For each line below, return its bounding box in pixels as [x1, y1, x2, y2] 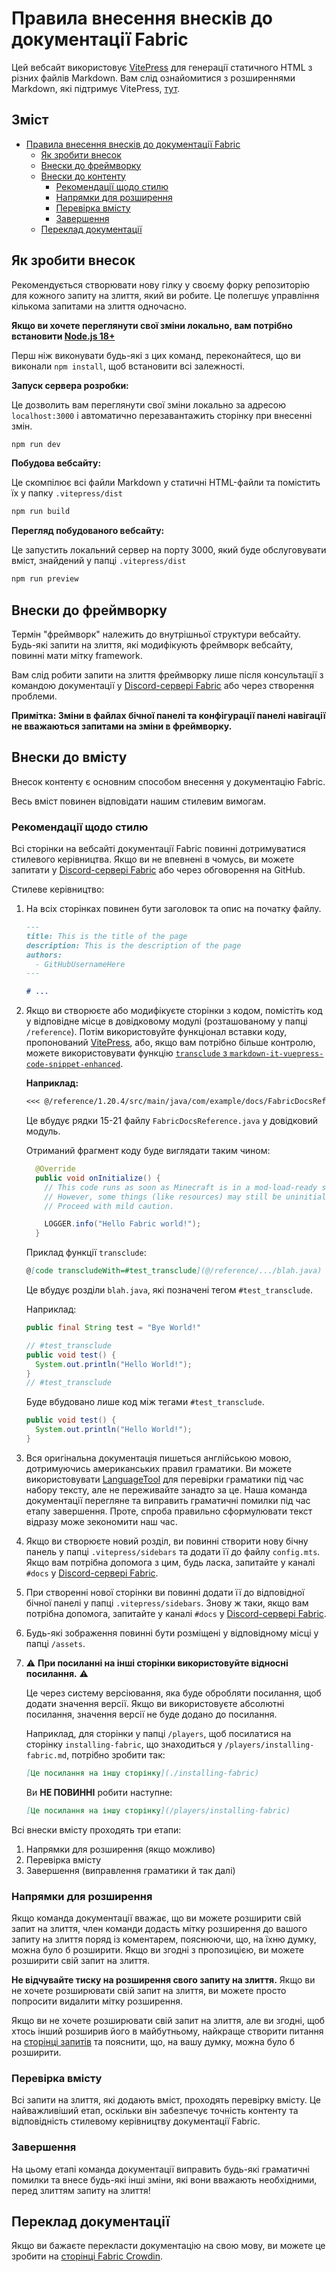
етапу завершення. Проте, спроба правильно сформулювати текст [25, 1505, 313, 1517]
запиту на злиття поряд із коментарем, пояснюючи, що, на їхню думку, [11, 1933, 317, 1946]
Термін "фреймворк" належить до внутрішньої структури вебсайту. [11, 628, 302, 640]
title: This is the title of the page [25, 931, 188, 941]
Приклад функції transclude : [25, 1247, 147, 1259]
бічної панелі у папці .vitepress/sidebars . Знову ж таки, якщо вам [25, 1597, 309, 1609]
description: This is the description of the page [25, 940, 242, 951]
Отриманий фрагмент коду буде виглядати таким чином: [25, 1145, 271, 1157]
